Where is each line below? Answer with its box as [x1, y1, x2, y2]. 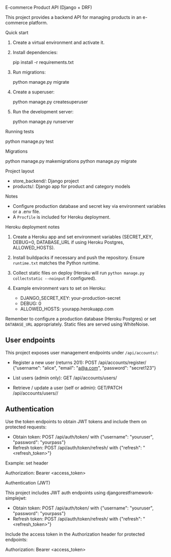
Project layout [5, 168, 35, 174]
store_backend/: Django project [12, 178, 79, 184]
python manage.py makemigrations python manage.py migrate [5, 158, 137, 164]
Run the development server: [12, 109, 74, 114]
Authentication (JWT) [5, 479, 50, 486]
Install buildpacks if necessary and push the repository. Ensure [12, 255, 145, 260]
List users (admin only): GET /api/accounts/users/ [12, 375, 117, 381]
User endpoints [5, 336, 55, 345]
